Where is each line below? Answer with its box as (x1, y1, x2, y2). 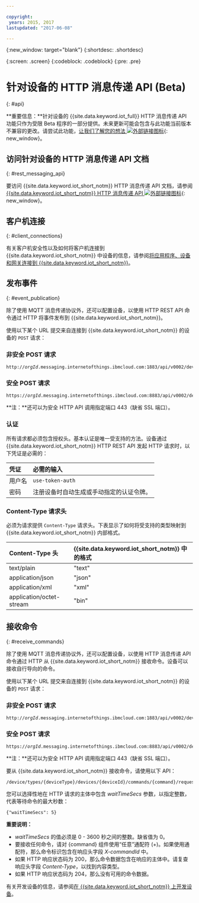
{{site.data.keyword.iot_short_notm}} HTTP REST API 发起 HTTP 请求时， (6, 442, 185, 449)
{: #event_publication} (6, 294, 60, 301)
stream (9, 600, 28, 608)
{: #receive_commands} (6, 638, 65, 645)
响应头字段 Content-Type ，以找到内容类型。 (14, 863, 123, 870)
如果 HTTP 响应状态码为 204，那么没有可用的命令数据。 (14, 870, 152, 878)
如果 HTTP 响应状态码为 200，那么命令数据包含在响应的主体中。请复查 (14, 856, 188, 863)
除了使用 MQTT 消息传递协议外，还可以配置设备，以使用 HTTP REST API (6, 307, 184, 314)
